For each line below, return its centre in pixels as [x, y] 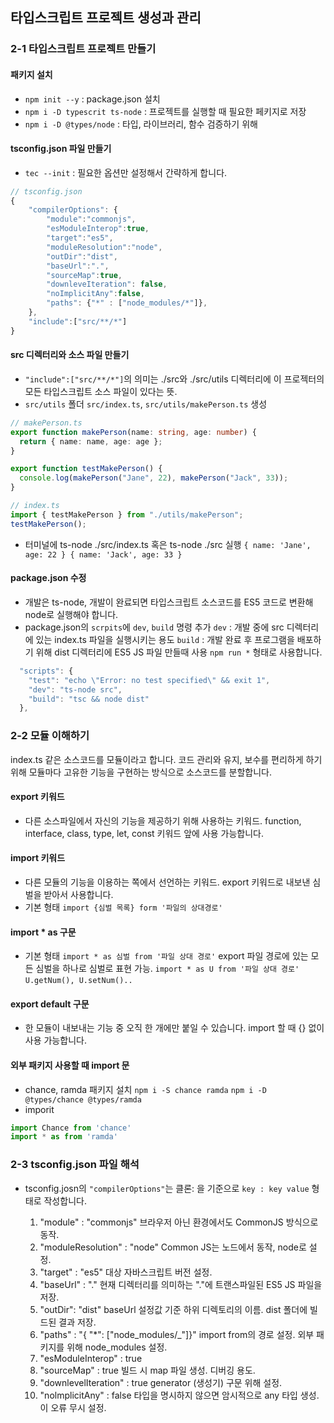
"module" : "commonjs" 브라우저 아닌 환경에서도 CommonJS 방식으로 [179, 1222]
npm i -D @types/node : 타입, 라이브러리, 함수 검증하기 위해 [141, 124]
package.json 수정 [48, 578]
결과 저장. [77, 1322]
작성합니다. [65, 1200]
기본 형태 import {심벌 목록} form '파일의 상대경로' [123, 907]
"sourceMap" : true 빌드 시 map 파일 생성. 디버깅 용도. [147, 1370]
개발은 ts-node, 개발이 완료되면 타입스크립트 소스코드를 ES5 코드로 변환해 [169, 602]
